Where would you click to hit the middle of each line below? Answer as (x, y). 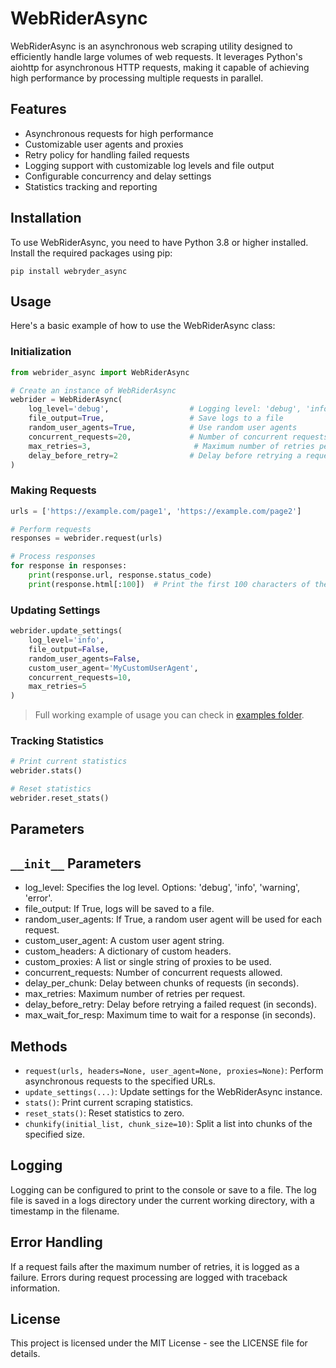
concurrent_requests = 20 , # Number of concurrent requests (178, 437)
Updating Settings (55, 610)
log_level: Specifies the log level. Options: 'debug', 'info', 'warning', (162, 888)
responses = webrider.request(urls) (86, 538)
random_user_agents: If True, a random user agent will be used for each (173, 919)
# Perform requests (51, 529)
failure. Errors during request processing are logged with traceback (149, 1277)
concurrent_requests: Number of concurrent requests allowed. (153, 973)
